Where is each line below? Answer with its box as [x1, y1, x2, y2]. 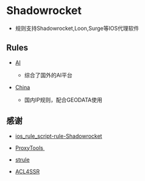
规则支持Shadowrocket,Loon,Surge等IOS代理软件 [15, 24, 140, 32]
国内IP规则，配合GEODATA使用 [24, 96, 102, 104]
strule [15, 156, 30, 163]
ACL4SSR [15, 168, 40, 175]
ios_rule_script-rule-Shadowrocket [15, 132, 102, 140]
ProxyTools [15, 144, 44, 151]
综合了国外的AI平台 [24, 71, 73, 79]
